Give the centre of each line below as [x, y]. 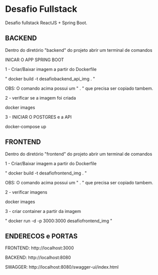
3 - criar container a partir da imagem [43, 211]
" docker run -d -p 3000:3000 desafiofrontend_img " [59, 221]
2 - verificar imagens [26, 192]
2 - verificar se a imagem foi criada [40, 98]
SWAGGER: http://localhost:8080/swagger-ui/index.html [62, 267]
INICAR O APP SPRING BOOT [35, 60]
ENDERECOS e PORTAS [41, 236]
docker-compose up [26, 126]
